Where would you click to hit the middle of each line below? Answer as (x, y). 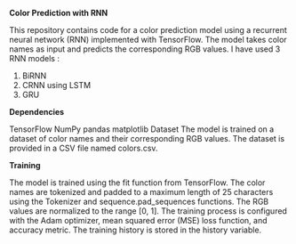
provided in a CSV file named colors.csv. (84, 148)
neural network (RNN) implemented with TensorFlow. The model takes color (148, 40)
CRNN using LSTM (56, 85)
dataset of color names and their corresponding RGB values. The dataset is (147, 138)
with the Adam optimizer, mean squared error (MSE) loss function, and (139, 220)
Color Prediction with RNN (59, 13)
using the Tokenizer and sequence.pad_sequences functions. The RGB (139, 201)
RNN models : (35, 58)
